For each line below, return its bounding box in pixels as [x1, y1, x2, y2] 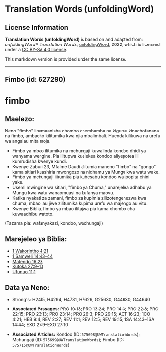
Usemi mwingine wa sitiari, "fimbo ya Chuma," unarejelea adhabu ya [12, 184, 152, 191]
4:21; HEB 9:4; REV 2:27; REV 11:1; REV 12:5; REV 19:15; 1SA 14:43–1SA [12, 316, 155, 322]
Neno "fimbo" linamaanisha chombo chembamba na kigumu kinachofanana [5, 128, 159, 134]
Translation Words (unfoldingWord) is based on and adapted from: [5, 36, 143, 42]
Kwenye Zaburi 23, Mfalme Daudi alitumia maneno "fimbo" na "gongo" [12, 164, 156, 170]
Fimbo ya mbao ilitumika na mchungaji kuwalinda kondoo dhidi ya [12, 148, 146, 154]
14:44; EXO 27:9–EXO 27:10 [12, 322, 68, 328]
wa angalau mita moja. [5, 138, 51, 144]
